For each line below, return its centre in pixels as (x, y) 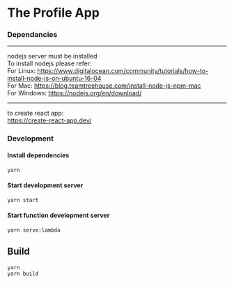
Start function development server (58, 215)
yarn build (23, 274)
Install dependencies (38, 155)
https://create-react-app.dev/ (49, 120)
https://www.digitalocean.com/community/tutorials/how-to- (123, 71)
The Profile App (53, 13)
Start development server (45, 185)
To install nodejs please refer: (49, 63)
